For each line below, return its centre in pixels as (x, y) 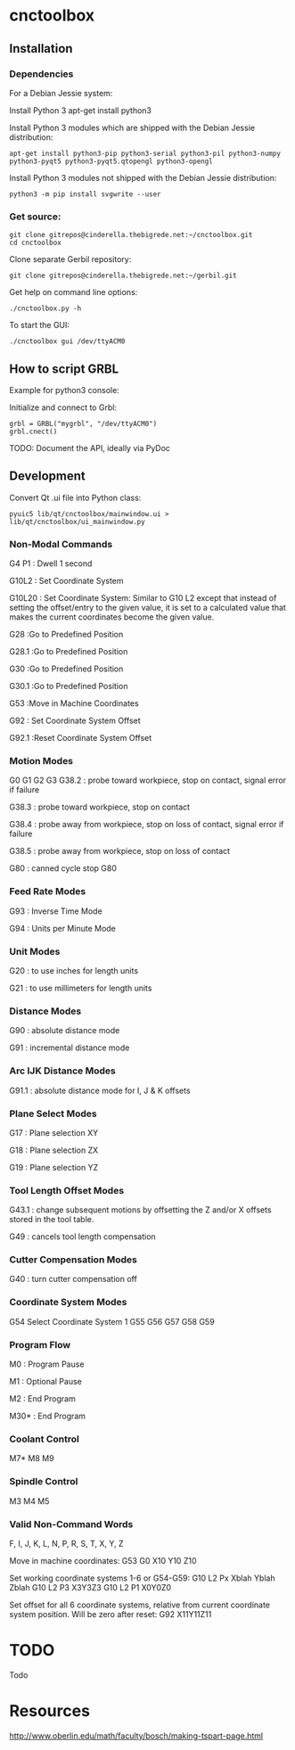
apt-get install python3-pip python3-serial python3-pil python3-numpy (145, 153)
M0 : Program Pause (47, 1364)
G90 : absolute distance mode (65, 1031)
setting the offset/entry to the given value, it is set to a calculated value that (148, 608)
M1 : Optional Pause (45, 1382)
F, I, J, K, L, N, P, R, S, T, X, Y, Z (66, 1543)
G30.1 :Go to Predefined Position (69, 686)
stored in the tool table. (52, 1220)
